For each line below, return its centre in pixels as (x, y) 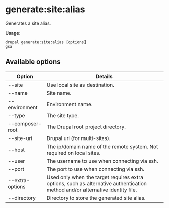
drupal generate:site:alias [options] (46, 42)
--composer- (25, 123)
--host (16, 150)
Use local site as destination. (80, 85)
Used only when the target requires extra (95, 177)
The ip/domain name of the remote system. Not (102, 146)
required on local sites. (73, 153)
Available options (33, 62)
